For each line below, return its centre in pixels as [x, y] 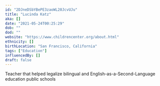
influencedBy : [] [23, 55]
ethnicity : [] [20, 42]
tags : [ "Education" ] [26, 51]
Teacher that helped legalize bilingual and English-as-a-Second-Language [80, 74]
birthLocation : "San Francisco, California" [51, 46]
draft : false [18, 60]
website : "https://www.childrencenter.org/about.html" [62, 37]
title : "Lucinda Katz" [28, 14]
